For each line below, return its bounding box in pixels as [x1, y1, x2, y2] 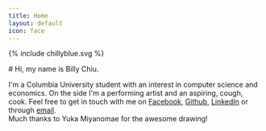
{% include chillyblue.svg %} [8, 49, 105, 59]
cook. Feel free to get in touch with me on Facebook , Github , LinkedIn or [8, 97, 248, 107]
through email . [8, 105, 56, 115]
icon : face [8, 27, 45, 35]
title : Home [8, 11, 48, 20]
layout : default [8, 19, 63, 27]
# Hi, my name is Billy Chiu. [8, 64, 99, 74]
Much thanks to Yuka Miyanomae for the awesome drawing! [8, 114, 208, 124]
